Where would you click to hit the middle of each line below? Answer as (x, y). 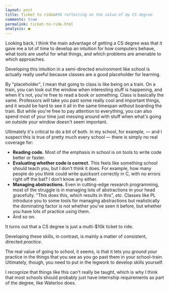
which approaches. (25, 59)
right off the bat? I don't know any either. (55, 179)
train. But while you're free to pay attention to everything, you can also (79, 111)
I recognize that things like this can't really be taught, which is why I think (81, 272)
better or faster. (29, 158)
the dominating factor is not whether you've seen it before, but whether (87, 206)
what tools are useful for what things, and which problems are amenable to (83, 54)
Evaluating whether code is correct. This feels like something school (85, 163)
